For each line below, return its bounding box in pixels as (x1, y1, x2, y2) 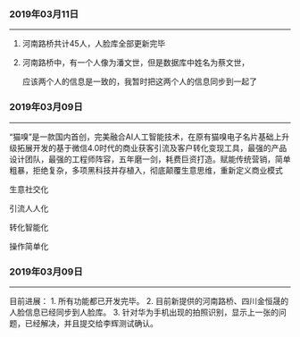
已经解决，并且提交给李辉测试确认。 (24, 317, 158, 328)
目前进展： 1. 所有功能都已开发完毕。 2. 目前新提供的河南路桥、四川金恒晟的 (9, 295, 289, 306)
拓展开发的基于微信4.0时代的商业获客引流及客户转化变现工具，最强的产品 (16, 142, 287, 153)
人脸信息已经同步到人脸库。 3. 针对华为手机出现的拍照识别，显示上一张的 (9, 307, 279, 317)
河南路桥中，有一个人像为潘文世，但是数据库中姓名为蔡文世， (21, 57, 250, 68)
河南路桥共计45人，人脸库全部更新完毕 (21, 38, 166, 49)
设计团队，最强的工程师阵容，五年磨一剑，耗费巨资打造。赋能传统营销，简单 (9, 154, 291, 164)
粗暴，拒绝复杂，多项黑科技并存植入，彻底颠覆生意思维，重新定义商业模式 (9, 164, 283, 175)
